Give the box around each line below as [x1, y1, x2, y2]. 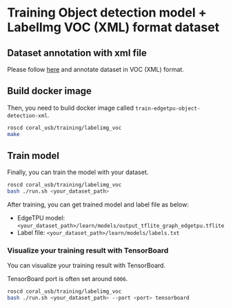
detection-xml [7, 112, 48, 119]
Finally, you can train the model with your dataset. [7, 168, 149, 177]
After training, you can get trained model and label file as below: [7, 200, 190, 209]
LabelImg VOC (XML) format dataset [7, 19, 219, 35]
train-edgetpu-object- [135, 105, 201, 112]
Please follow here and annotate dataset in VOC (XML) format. [7, 66, 184, 73]
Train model [7, 150, 60, 162]
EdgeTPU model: [17, 214, 66, 222]
